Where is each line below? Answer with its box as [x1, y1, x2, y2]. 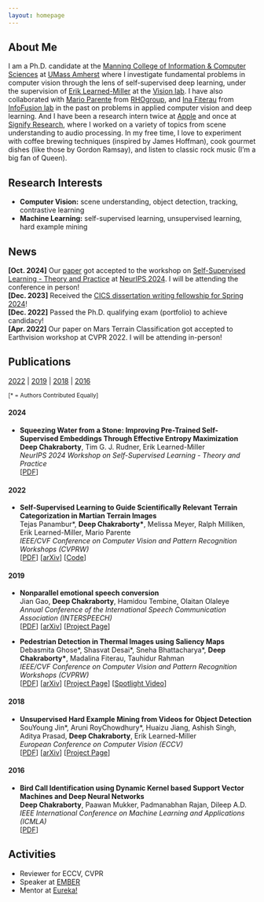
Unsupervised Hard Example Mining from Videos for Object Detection [19, 714, 252, 723]
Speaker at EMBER [19, 877, 81, 886]
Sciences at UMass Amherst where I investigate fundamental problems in [8, 70, 246, 79]
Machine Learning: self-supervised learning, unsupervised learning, [19, 214, 242, 223]
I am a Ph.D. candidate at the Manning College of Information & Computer [8, 61, 246, 71]
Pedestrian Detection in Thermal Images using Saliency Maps [19, 637, 225, 646]
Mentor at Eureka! [19, 885, 78, 895]
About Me [8, 41, 57, 54]
